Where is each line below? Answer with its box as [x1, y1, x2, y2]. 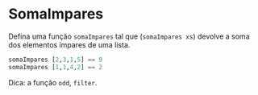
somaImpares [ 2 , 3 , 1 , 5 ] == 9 [8, 56, 103, 64]
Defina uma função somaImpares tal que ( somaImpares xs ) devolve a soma [8, 31, 250, 41]
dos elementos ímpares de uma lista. [8, 39, 131, 49]
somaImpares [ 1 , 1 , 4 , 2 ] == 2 [8, 63, 103, 71]
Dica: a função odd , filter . [8, 77, 98, 87]
